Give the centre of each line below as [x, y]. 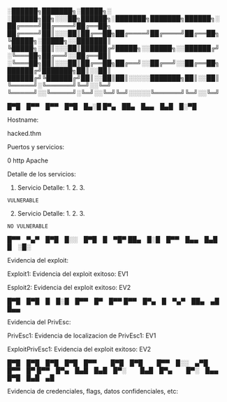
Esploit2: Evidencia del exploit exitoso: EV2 [69, 287]
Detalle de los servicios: [42, 174]
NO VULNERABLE [28, 226]
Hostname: [23, 120]
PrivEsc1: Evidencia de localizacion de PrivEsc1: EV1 [82, 335]
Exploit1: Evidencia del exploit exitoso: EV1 [68, 274]
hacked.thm [24, 133]
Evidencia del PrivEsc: [39, 322]
